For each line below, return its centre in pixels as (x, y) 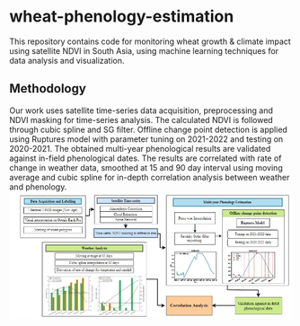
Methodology (48, 88)
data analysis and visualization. (67, 60)
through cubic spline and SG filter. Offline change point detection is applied (148, 129)
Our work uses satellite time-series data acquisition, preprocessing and (141, 110)
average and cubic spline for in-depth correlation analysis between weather (150, 177)
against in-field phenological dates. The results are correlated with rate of (146, 158)
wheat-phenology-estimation (122, 17)
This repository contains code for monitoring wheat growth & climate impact (150, 41)
